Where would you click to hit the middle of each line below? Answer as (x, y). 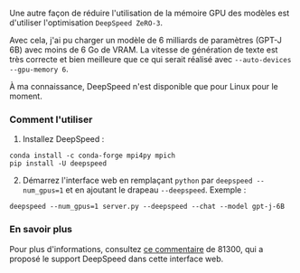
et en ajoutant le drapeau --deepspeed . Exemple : (156, 190)
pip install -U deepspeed (58, 164)
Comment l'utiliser (51, 119)
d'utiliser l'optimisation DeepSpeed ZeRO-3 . (86, 23)
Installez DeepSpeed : (63, 139)
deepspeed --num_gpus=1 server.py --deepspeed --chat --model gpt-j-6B (147, 207)
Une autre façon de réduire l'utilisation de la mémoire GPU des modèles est (150, 13)
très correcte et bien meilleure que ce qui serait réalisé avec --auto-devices (150, 59)
